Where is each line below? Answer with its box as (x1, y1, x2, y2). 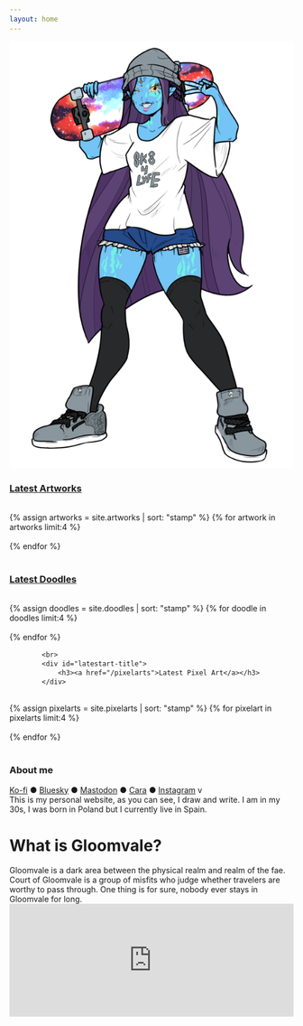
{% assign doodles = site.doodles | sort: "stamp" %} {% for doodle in (9, 603, 267, 614)
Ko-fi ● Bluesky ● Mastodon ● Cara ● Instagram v (9, 784, 203, 795)
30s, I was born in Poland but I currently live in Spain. (9, 804, 207, 815)
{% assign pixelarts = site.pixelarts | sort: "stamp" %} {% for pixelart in (9, 703, 272, 714)
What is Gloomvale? (9, 835, 162, 855)
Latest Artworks (9, 481, 83, 494)
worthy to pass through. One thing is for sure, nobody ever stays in (9, 884, 259, 895)
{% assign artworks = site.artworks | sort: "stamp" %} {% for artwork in (9, 511, 276, 523)
